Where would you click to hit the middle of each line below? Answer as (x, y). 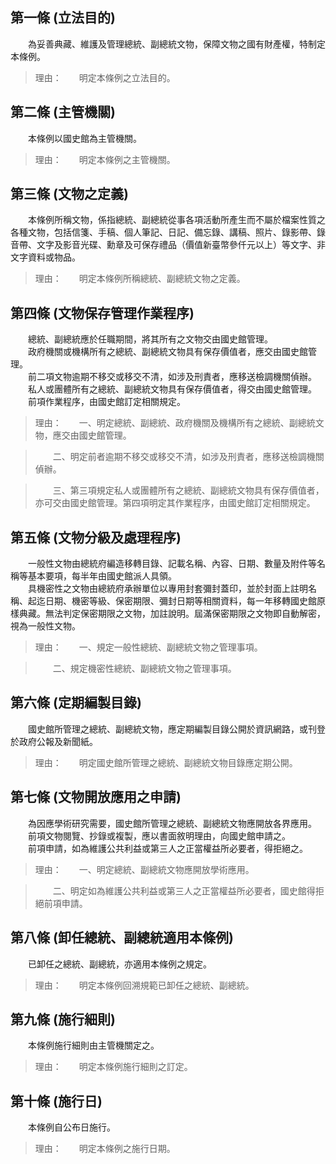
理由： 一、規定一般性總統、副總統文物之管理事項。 (148, 647)
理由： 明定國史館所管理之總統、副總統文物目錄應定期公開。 (166, 762)
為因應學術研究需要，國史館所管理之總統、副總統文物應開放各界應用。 (172, 823)
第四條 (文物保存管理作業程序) (102, 313)
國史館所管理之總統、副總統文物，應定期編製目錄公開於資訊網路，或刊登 (176, 729)
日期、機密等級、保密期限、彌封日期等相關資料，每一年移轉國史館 (180, 601)
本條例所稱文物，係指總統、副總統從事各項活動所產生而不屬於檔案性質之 (176, 220)
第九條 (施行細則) (63, 1019)
